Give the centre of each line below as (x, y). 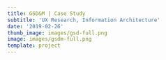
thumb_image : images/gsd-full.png (58, 33)
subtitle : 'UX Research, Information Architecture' (84, 20)
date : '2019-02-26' (36, 26)
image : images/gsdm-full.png (50, 39)
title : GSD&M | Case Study (46, 13)
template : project (34, 46)
